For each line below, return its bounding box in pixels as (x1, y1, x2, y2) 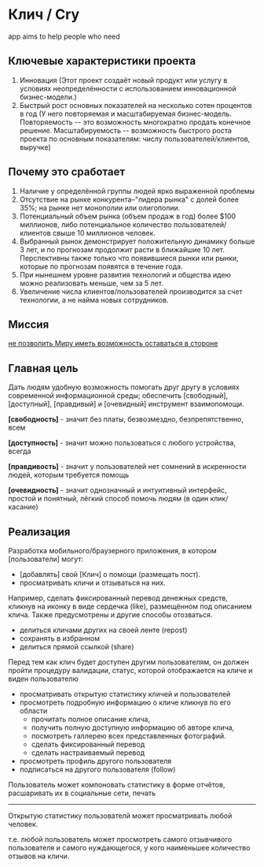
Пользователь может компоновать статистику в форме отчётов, (8, 780, 225, 789)
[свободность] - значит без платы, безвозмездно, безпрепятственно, (8, 415, 244, 424)
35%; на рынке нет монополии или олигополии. (19, 203, 181, 212)
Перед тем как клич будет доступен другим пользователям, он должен (8, 657, 249, 667)
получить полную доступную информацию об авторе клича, (31, 723, 235, 732)
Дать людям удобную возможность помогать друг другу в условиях (8, 382, 240, 392)
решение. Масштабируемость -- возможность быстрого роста (19, 125, 232, 135)
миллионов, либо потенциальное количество (19, 219, 172, 229)
